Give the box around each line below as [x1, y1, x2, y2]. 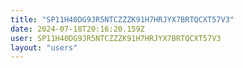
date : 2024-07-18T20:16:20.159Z [10, 24, 145, 34]
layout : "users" [10, 42, 78, 53]
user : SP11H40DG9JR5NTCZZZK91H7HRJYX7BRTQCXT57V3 [10, 33, 222, 43]
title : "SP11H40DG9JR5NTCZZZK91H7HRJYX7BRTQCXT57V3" [10, 14, 235, 25]
